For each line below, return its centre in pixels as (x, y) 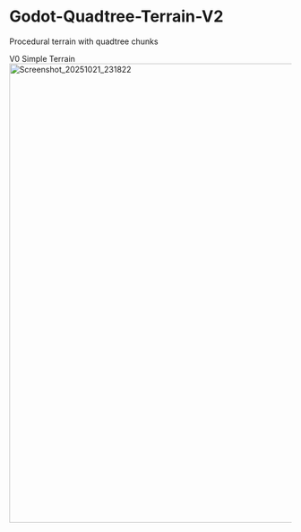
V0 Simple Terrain (43, 58)
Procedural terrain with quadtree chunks (84, 41)
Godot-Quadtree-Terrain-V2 (116, 17)
